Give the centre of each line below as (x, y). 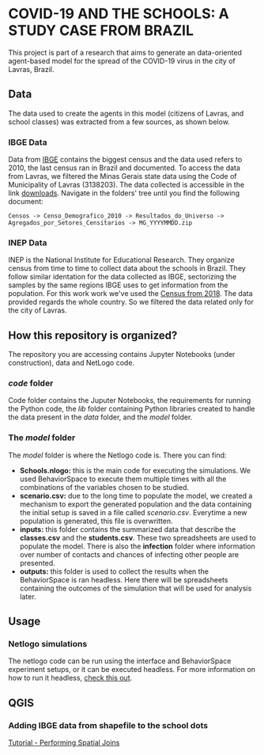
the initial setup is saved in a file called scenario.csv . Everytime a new (133, 512)
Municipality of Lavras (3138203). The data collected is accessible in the (126, 185)
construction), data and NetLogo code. (72, 363)
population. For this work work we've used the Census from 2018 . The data (130, 294)
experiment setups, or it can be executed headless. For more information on (132, 670)
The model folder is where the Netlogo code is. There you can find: (117, 455)
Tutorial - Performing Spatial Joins (64, 743)
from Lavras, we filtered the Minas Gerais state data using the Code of (123, 176)
